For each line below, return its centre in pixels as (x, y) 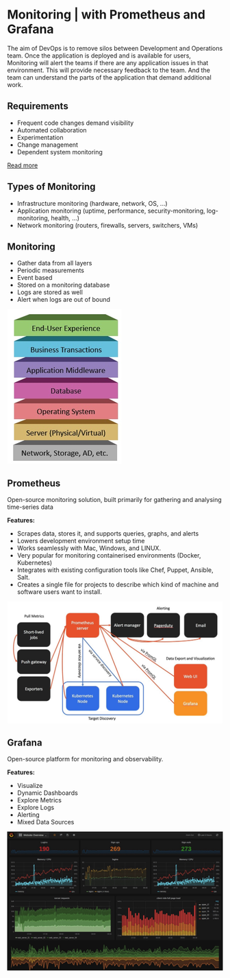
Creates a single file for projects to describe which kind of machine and (118, 585)
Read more (23, 165)
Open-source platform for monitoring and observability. (85, 759)
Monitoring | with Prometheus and (106, 15)
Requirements (38, 106)
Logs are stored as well (50, 292)
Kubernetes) (35, 563)
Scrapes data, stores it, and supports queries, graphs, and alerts (108, 534)
